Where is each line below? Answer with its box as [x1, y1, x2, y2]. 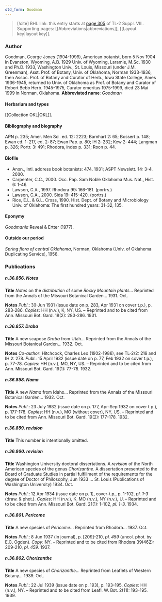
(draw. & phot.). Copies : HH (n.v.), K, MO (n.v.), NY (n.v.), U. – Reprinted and [5, 496, 157, 502]
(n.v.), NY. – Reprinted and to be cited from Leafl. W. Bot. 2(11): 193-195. [5, 587, 148, 593]
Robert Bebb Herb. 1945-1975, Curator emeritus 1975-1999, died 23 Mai [5, 84, 148, 90]
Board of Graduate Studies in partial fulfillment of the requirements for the [5, 471, 153, 477]
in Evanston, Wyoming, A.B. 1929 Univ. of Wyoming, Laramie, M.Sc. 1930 [5, 59, 151, 65]
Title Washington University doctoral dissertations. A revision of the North [5, 461, 153, 467]
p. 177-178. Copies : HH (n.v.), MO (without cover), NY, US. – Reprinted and [5, 409, 154, 415]
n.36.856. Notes [5, 275, 39, 281]
